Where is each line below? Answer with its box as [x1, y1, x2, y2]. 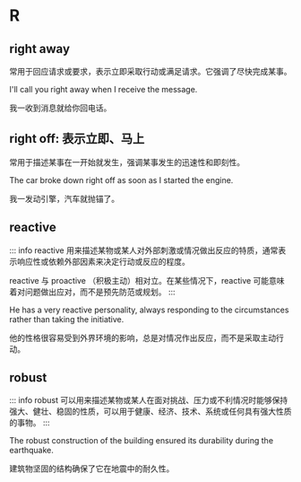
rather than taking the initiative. [9, 313, 125, 324]
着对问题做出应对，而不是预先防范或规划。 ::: [9, 286, 176, 297]
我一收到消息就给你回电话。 [9, 102, 112, 113]
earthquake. [9, 445, 54, 456]
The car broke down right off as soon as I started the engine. [9, 174, 234, 185]
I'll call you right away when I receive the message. [9, 84, 198, 94]
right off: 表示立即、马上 [9, 131, 145, 146]
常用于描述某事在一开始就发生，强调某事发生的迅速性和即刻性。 [9, 156, 245, 167]
